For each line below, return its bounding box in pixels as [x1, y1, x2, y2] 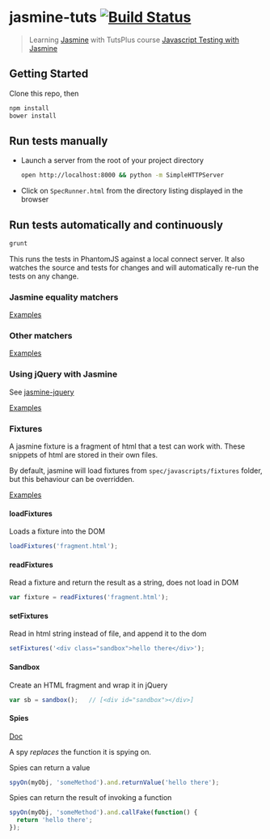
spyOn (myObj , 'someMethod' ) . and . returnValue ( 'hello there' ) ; [9, 778, 220, 786]
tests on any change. [9, 271, 79, 281]
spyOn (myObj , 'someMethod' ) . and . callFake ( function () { [9, 808, 198, 817]
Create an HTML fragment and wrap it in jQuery [9, 680, 168, 690]
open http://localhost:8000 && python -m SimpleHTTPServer [20, 171, 225, 180]
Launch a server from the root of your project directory [20, 155, 205, 165]
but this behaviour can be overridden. [9, 475, 135, 484]
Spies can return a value [9, 762, 91, 773]
